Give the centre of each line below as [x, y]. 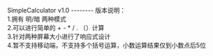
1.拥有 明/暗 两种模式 [37, 19]
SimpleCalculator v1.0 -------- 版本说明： [67, 10]
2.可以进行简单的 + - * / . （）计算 [56, 28]
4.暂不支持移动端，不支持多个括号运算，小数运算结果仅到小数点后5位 [106, 45]
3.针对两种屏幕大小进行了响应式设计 [59, 36]
